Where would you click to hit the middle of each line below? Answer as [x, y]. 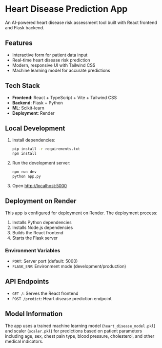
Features [19, 43]
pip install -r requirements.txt [46, 149]
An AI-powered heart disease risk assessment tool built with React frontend [81, 22]
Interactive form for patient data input [50, 55]
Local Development [35, 128]
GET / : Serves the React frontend [45, 293]
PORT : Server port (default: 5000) [45, 261]
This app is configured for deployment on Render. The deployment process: [81, 213]
